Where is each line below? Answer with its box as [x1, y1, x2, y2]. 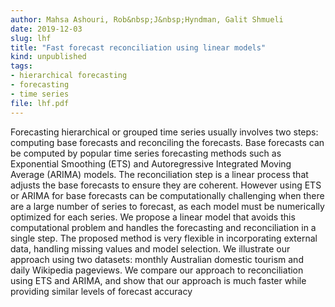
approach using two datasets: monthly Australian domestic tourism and [10, 253, 304, 265]
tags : [10, 61, 33, 71]
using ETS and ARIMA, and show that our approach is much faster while [10, 274, 307, 286]
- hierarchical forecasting [10, 71, 128, 81]
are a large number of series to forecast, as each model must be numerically [10, 200, 325, 212]
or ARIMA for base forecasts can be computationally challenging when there [10, 189, 325, 201]
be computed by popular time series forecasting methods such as [10, 147, 282, 159]
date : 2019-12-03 [10, 24, 83, 34]
